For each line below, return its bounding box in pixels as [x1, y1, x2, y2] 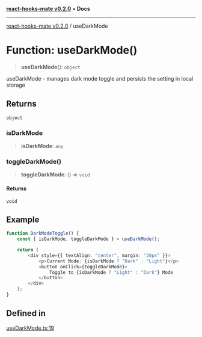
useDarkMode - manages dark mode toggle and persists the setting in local [6, 75, 194, 82]
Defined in [6, 308, 46, 318]
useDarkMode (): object [20, 63, 81, 70]
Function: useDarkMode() [6, 43, 138, 57]
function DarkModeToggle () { [6, 230, 79, 237]
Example [6, 214, 40, 224]
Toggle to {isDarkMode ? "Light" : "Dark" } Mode [49, 269, 173, 276]
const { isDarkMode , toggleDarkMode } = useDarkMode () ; [17, 236, 161, 243]
